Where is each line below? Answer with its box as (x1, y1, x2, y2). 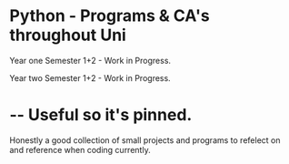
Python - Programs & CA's (9, 5, 211, 26)
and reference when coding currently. (9, 144, 152, 155)
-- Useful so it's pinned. (9, 105, 193, 126)
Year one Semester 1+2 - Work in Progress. (9, 55, 171, 66)
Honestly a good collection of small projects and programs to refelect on (9, 134, 281, 146)
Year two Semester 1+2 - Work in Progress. (9, 72, 171, 83)
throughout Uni (9, 25, 127, 46)
